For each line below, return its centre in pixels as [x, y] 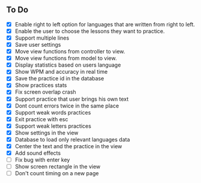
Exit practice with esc [41, 119]
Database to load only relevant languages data [72, 139]
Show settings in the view [47, 133]
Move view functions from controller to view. [70, 52]
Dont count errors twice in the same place [67, 106]
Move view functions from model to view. [66, 58]
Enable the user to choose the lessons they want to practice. [90, 31]
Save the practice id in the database [59, 79]
